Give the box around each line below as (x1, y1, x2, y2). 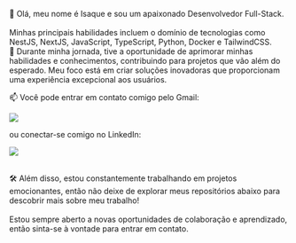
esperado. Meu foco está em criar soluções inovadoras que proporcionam (9, 65, 281, 75)
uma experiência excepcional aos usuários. (9, 74, 167, 84)
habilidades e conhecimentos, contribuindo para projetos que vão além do (9, 56, 281, 66)
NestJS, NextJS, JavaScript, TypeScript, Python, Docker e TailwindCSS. (9, 36, 272, 47)
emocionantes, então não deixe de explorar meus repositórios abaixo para (9, 186, 281, 196)
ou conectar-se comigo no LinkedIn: (9, 129, 142, 139)
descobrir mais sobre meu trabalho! (9, 195, 140, 206)
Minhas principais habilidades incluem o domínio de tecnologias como (9, 27, 266, 37)
